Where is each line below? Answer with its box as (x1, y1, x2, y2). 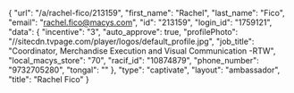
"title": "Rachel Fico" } (8, 74, 90, 84)
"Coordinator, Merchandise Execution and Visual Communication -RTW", (8, 46, 276, 56)
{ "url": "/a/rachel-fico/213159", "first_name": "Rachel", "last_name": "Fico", (8, 8, 285, 18)
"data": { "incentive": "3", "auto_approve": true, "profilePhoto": (8, 27, 239, 37)
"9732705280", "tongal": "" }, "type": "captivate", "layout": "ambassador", (8, 64, 281, 75)
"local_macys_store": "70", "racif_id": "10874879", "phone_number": (8, 55, 260, 65)
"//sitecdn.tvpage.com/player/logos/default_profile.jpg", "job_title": (8, 36, 255, 46)
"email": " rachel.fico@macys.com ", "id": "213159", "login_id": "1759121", (8, 17, 273, 28)
